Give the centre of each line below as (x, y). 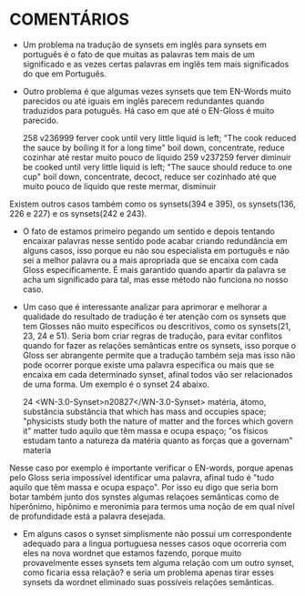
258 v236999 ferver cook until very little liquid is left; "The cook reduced (159, 137)
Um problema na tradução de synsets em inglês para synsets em (144, 45)
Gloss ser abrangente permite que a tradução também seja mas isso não (159, 355)
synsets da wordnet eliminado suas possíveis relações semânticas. (148, 581)
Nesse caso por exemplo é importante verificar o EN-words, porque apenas (152, 468)
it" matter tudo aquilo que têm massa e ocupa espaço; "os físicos (145, 430)
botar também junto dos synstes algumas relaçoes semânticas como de (144, 497)
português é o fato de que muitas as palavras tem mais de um (138, 54)
